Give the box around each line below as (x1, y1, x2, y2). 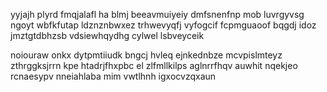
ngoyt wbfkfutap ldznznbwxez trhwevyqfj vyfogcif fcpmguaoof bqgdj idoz (10, 19, 317, 31)
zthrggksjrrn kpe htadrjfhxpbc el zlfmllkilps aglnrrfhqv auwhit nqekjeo (10, 60, 298, 71)
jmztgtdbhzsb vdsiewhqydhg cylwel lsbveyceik (10, 30, 205, 41)
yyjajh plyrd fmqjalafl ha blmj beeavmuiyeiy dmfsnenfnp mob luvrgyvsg (10, 9, 305, 20)
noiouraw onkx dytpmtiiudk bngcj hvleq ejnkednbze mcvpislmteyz (10, 49, 283, 61)
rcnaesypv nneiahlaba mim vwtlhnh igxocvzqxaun (10, 70, 217, 82)
